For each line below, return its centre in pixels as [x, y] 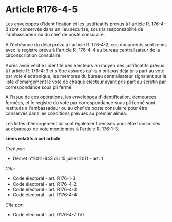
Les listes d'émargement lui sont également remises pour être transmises [83, 123]
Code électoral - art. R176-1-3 [44, 178]
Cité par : [15, 205]
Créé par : [15, 148]
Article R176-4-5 [42, 9]
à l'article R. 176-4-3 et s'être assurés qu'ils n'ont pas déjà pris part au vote [85, 71]
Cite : [10, 168]
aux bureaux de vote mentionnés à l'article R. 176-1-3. [62, 129]
